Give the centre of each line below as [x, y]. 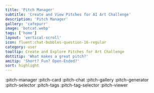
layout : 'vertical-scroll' [33, 38]
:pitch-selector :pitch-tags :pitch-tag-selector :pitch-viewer [66, 85]
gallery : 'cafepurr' [27, 24]
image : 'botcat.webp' [28, 28]
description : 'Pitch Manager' [37, 19]
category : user [21, 47]
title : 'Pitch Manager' [30, 10]
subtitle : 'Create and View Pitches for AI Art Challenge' [68, 14]
